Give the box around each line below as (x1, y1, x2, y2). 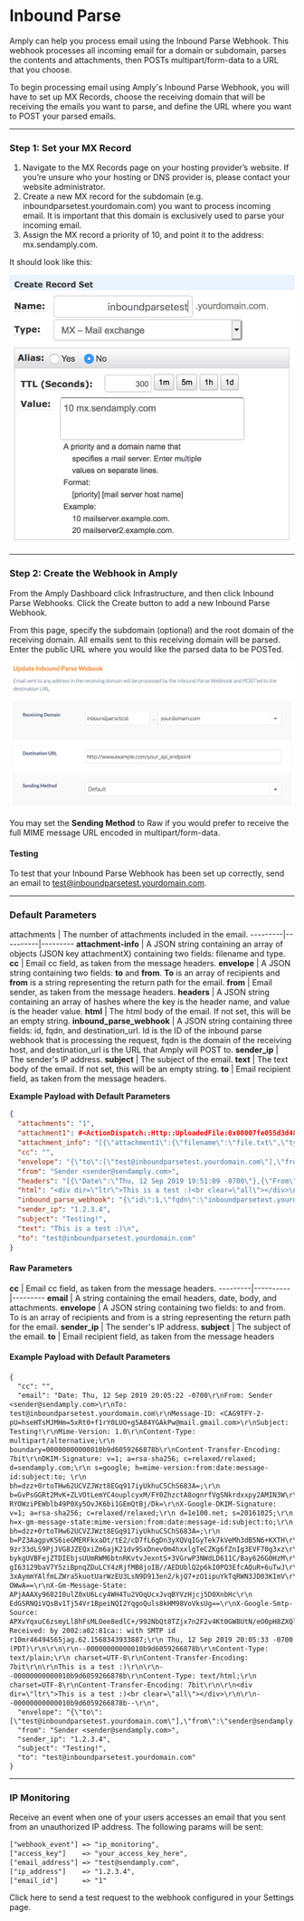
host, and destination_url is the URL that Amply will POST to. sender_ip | (9, 1044, 279, 1055)
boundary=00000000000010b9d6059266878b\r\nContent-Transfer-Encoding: (9, 1445, 281, 1454)
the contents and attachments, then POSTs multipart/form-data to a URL (9, 54, 279, 65)
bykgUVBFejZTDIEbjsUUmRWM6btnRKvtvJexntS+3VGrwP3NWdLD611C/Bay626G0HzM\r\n (9, 1554, 301, 1563)
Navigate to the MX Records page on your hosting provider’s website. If (22, 162, 290, 173)
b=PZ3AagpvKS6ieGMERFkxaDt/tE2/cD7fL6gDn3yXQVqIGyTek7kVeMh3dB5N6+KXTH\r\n (9, 1536, 301, 1545)
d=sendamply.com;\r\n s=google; (9, 1463, 131, 1472)
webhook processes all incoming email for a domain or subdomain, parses (9, 44, 287, 55)
